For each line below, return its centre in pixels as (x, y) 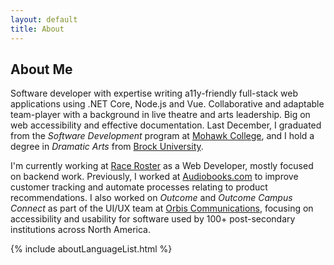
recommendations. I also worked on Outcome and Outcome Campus (151, 198)
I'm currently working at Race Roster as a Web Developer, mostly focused (162, 166)
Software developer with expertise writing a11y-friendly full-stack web (154, 93)
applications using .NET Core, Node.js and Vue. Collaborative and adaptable (167, 104)
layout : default (44, 19)
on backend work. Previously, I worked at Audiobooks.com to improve (154, 177)
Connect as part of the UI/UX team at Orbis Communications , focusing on (162, 208)
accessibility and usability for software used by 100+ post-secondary (153, 219)
